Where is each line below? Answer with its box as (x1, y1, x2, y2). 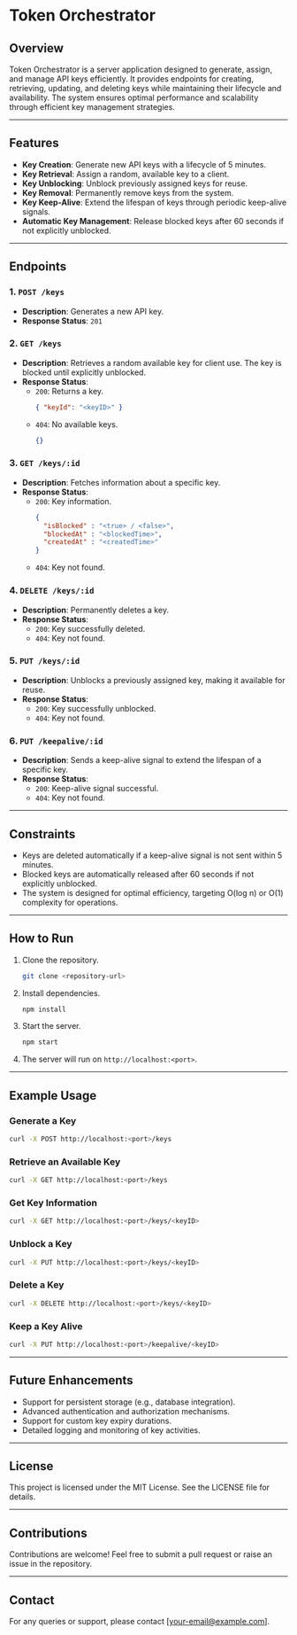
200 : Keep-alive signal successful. (34, 783, 159, 794)
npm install (21, 1005, 66, 1014)
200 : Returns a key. (34, 385, 104, 396)
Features (9, 136, 59, 151)
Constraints (9, 826, 76, 842)
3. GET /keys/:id (9, 457, 80, 470)
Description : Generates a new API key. (21, 306, 164, 316)
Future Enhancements (9, 1373, 134, 1388)
